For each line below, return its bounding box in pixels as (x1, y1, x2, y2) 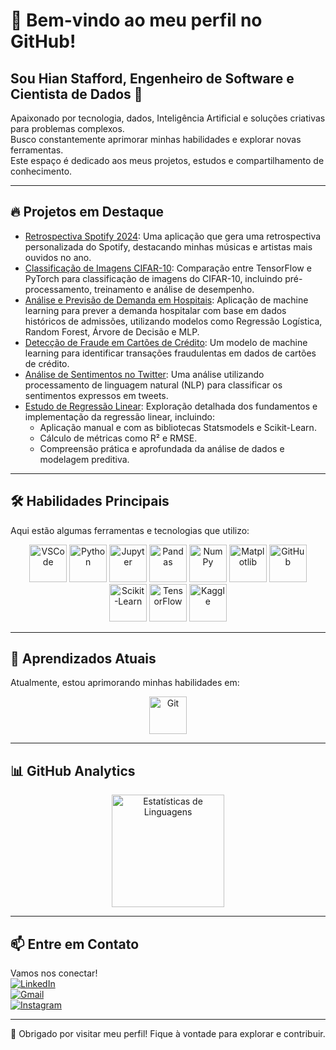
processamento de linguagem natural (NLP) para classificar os (24, 379, 283, 391)
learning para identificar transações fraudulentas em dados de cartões (24, 347, 317, 359)
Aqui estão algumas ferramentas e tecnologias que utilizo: (10, 524, 250, 536)
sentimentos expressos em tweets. (24, 389, 169, 401)
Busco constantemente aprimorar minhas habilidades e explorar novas (10, 134, 302, 145)
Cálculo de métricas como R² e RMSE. (39, 432, 198, 444)
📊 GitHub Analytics (10, 762, 136, 779)
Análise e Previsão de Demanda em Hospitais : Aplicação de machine (24, 294, 309, 306)
